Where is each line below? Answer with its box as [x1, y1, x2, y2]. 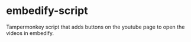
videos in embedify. [6, 29, 54, 36]
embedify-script [6, 4, 88, 17]
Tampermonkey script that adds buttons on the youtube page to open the [6, 23, 185, 30]
